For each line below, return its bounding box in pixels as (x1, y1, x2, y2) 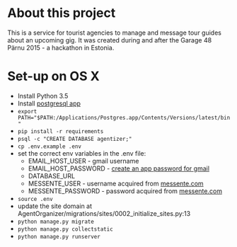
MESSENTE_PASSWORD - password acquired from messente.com (28, 186, 223, 195)
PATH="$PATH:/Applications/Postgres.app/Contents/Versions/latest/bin (17, 114, 231, 121)
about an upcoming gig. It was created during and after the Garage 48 (7, 35, 212, 44)
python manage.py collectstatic (17, 225, 113, 233)
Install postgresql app (17, 99, 81, 108)
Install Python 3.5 (17, 91, 69, 100)
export (17, 108, 37, 115)
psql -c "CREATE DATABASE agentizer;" (17, 135, 132, 142)
